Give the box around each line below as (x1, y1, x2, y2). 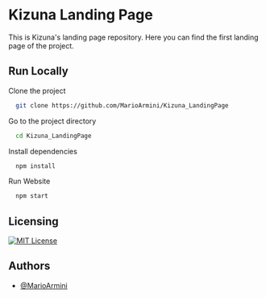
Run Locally (8, 65, 69, 78)
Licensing (8, 214, 59, 228)
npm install (15, 162, 56, 170)
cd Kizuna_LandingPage (15, 132, 92, 140)
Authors (8, 259, 51, 273)
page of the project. (8, 40, 74, 50)
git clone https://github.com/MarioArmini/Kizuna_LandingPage (15, 101, 229, 110)
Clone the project (8, 86, 66, 95)
